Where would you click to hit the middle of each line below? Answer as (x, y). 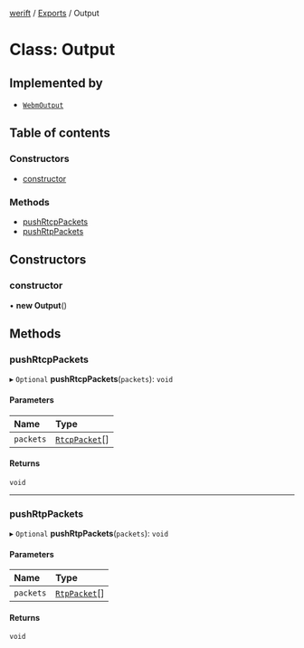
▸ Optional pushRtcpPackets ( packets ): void (91, 379)
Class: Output (62, 50)
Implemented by (56, 83)
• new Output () (38, 305)
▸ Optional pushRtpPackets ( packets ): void (89, 534)
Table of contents (60, 133)
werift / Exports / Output (54, 13)
